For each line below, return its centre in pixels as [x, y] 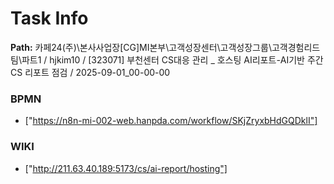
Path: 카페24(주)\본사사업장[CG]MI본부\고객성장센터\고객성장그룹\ [141, 47]
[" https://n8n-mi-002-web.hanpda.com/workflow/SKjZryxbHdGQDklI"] [171, 121]
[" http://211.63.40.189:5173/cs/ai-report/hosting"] [126, 168]
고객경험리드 [296, 47]
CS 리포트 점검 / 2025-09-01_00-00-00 [90, 72]
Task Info [49, 18]
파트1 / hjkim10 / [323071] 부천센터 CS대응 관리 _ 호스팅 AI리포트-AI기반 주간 [172, 59]
